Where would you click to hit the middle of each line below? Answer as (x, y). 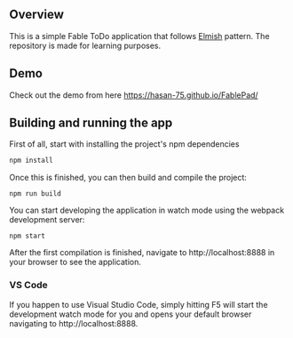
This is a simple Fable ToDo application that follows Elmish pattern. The (139, 36)
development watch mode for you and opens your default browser (131, 314)
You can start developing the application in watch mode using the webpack (147, 210)
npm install (31, 161)
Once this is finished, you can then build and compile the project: (128, 178)
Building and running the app (91, 123)
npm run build (36, 194)
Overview (37, 15)
